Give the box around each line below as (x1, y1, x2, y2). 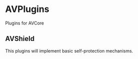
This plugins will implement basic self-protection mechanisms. (5, 47, 134, 53)
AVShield (5, 34, 35, 43)
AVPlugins (5, 3, 50, 15)
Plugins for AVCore (5, 20, 44, 26)
